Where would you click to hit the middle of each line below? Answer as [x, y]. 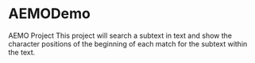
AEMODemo [50, 14]
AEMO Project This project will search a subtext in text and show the [120, 35]
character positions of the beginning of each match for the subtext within [128, 43]
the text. [22, 52]
